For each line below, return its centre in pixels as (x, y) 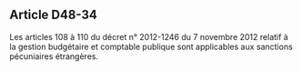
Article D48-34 (54, 15)
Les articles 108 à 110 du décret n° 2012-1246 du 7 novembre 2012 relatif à (149, 36)
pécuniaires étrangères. (54, 56)
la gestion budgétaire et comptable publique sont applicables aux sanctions (151, 46)
